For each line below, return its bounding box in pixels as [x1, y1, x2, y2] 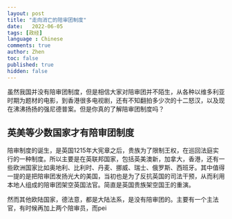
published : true [7, 61, 54, 68]
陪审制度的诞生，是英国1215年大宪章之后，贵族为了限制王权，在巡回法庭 [7, 146, 213, 155]
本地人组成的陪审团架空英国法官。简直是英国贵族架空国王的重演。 [7, 180, 195, 189]
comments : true [7, 42, 51, 49]
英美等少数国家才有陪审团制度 [7, 127, 135, 138]
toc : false [7, 55, 39, 62]
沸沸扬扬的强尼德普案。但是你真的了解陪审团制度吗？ [12, 105, 164, 113]
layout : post [7, 10, 45, 17]
